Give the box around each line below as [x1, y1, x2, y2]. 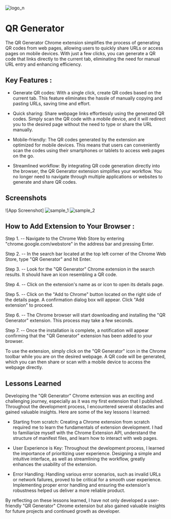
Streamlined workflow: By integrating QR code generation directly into [12, 162, 160, 168]
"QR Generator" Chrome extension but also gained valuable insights [22, 503, 166, 509]
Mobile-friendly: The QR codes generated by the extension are [12, 136, 145, 142]
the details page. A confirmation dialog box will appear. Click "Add [5, 296, 144, 303]
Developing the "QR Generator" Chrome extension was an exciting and [5, 393, 154, 399]
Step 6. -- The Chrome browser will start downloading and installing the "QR [5, 312, 166, 318]
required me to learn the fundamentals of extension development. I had [12, 424, 163, 431]
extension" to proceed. [5, 302, 54, 308]
